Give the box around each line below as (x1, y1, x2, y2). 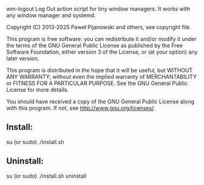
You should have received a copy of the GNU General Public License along (6, 98, 194, 105)
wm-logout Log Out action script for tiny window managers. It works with (6, 5, 191, 12)
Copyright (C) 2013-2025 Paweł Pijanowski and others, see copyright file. (6, 24, 191, 31)
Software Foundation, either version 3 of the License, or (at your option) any (6, 48, 198, 56)
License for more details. (6, 86, 69, 93)
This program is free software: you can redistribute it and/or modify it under (6, 35, 197, 42)
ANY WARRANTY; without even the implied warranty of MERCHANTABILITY (6, 73, 197, 80)
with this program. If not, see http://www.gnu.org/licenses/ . (6, 104, 156, 112)
